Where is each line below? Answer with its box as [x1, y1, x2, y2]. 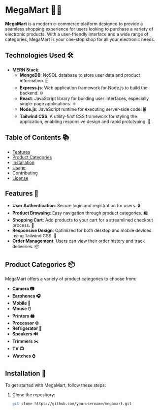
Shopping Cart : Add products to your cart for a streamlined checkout [12, 217, 154, 223]
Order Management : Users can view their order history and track [12, 238, 145, 244]
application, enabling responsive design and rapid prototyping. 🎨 [19, 118, 151, 125]
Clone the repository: [12, 392, 56, 398]
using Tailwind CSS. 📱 [12, 233, 57, 239]
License [12, 175, 29, 181]
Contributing [12, 170, 38, 176]
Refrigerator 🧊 [12, 325, 42, 331]
